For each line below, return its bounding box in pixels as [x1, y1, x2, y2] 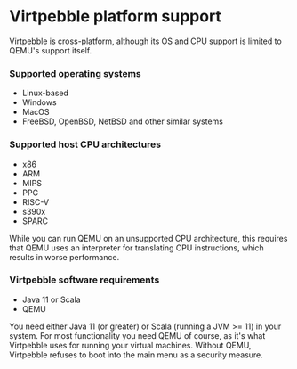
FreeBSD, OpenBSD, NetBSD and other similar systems [21, 116, 224, 127]
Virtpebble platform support [9, 6, 222, 27]
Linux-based [21, 87, 69, 99]
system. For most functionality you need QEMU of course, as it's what [9, 330, 266, 340]
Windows [21, 97, 57, 108]
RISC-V [21, 196, 50, 207]
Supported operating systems [9, 67, 141, 79]
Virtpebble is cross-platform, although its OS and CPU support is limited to [9, 36, 282, 46]
